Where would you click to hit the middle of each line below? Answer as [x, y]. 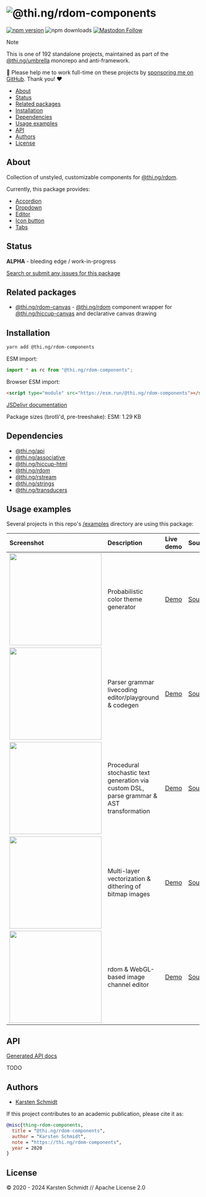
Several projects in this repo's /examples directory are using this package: [100, 524]
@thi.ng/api [30, 451]
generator [122, 607]
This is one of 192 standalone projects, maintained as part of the [87, 54]
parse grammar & [132, 796]
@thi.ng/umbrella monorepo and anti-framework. [68, 60]
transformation [129, 811]
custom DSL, [126, 788]
